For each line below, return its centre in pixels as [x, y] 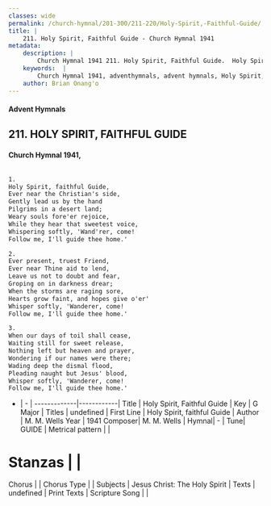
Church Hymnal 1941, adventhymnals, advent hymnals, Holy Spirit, [151, 76]
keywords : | [45, 69]
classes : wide [32, 16]
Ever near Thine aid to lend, [59, 269]
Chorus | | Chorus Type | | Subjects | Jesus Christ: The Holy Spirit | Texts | [132, 484]
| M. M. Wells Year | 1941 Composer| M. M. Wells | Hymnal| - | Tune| [133, 421]
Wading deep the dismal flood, [61, 366]
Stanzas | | [45, 462]
